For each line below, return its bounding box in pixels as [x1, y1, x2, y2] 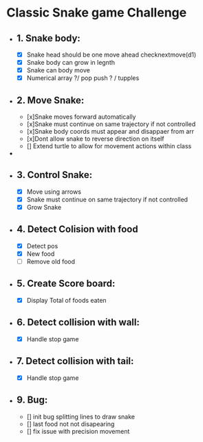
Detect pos [26, 241, 58, 250]
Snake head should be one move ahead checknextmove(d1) [26, 50, 197, 59]
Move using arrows [26, 188, 82, 196]
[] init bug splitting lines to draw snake [26, 412, 136, 421]
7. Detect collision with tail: [16, 355, 134, 367]
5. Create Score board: [16, 278, 116, 290]
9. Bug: [16, 394, 48, 406]
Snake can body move [26, 66, 90, 74]
